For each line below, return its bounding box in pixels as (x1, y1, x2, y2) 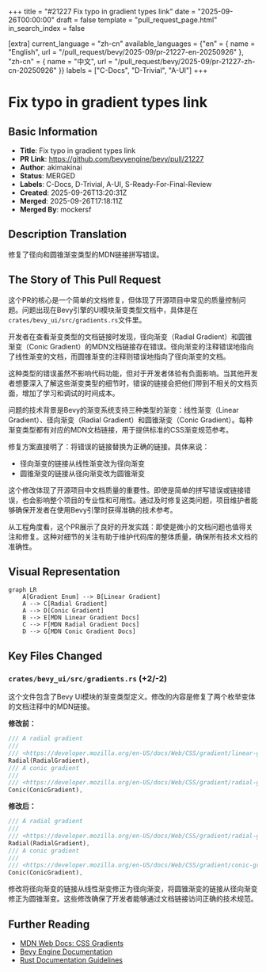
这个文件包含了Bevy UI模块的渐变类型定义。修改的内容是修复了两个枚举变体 (8, 692, 256, 702)
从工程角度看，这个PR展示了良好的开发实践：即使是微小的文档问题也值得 (8, 522, 246, 532)
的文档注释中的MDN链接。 (8, 702, 95, 711)
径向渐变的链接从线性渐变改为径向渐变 (19, 459, 145, 468)
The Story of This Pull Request (8, 273, 161, 287)
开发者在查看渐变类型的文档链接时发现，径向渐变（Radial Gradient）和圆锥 (8, 332, 253, 341)
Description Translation (8, 227, 127, 241)
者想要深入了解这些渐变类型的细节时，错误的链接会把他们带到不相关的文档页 (8, 378, 258, 387)
